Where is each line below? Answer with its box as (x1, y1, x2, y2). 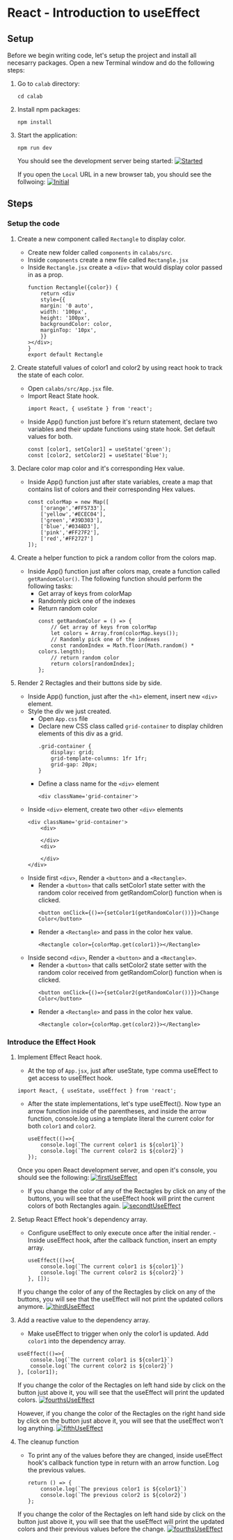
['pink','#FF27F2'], (40, 529, 100, 536)
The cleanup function (17, 1437, 79, 1446)
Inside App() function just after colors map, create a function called (27, 567, 220, 575)
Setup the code (7, 218, 61, 228)
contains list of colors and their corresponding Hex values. (27, 485, 196, 493)
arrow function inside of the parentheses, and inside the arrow (27, 1107, 207, 1115)
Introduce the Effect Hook (7, 1037, 96, 1047)
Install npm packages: (17, 105, 81, 113)
